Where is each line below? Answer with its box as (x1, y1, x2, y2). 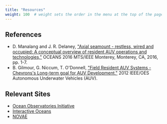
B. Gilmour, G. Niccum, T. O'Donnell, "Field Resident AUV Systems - (12, 65, 152, 71)
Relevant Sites (5, 90, 51, 98)
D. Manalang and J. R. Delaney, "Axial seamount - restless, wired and (12, 43, 154, 50)
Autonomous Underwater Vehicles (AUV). (12, 75, 98, 81)
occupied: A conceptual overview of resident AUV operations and (12, 49, 147, 55)
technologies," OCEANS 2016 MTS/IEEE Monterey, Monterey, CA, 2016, (12, 54, 158, 60)
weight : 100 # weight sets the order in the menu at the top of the (5, 12, 153, 17)
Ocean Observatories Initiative (12, 103, 75, 109)
